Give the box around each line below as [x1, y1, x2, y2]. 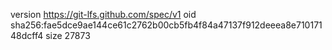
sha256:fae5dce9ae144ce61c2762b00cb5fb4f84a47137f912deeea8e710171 [10, 19, 323, 31]
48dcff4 [10, 30, 44, 41]
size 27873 [45, 30, 91, 41]
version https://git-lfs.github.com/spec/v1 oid [10, 9, 197, 20]
